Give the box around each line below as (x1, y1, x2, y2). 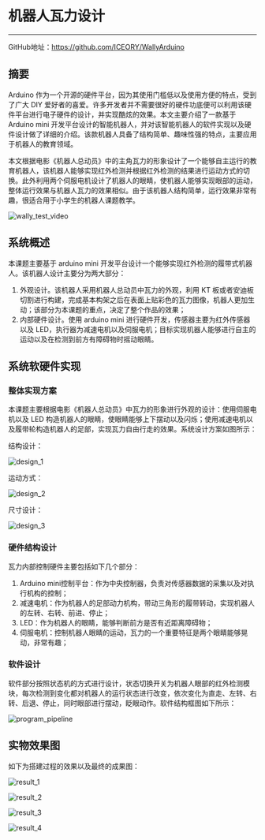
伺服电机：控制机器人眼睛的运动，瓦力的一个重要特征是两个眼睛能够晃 (19, 628, 248, 637)
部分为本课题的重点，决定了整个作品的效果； (40, 304, 186, 314)
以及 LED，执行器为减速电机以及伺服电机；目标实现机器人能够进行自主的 (19, 324, 256, 334)
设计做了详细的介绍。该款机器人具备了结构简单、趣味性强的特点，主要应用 (14, 129, 257, 139)
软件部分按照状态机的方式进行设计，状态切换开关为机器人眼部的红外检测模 (8, 678, 250, 688)
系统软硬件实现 (8, 360, 81, 373)
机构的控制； (26, 588, 69, 598)
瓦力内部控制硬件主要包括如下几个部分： (8, 562, 140, 571)
